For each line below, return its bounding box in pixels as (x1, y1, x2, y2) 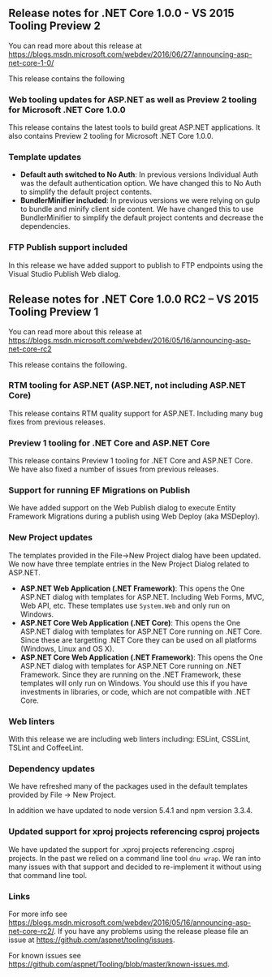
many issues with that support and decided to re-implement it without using (8, 862, 262, 872)
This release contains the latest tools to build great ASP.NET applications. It (8, 123, 261, 132)
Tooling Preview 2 (8, 19, 101, 33)
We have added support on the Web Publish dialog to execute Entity (8, 503, 236, 513)
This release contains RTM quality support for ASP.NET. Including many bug (8, 408, 264, 418)
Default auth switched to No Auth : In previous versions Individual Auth (19, 170, 258, 179)
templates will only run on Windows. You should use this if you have (19, 678, 248, 688)
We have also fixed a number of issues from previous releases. (8, 464, 219, 474)
